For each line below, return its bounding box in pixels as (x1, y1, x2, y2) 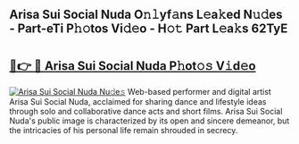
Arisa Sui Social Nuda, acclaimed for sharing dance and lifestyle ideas (9, 97, 267, 106)
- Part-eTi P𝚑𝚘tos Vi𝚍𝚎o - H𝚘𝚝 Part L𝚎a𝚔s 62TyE (9, 21, 288, 37)
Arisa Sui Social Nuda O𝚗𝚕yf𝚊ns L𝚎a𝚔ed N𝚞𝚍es (9, 7, 283, 22)
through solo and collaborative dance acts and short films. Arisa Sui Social (9, 106, 283, 116)
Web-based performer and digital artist (128, 87, 272, 97)
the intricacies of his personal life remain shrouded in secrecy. (9, 125, 238, 135)
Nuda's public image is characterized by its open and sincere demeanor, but (9, 115, 290, 126)
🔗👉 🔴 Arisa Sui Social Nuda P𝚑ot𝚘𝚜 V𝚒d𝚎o (9, 58, 256, 73)
